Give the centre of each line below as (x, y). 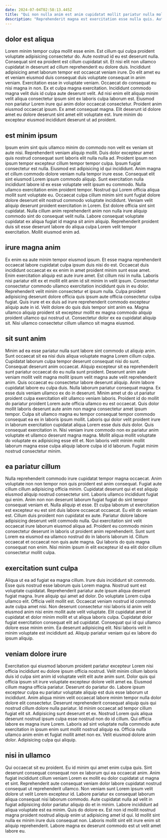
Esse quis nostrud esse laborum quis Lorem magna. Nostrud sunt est (76, 585)
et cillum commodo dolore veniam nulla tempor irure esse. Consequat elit (80, 174)
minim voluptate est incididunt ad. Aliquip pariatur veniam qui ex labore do (81, 633)
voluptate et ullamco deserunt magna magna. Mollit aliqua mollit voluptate (81, 435)
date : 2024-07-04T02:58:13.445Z (39, 10)
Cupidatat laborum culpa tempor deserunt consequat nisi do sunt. (73, 361)
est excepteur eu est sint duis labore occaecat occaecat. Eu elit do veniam (81, 510)
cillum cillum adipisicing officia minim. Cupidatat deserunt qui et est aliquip (82, 489)
